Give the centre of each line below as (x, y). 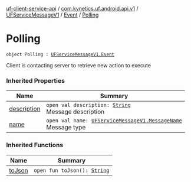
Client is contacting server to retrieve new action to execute (79, 65)
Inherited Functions (35, 145)
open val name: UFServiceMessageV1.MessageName (114, 121)
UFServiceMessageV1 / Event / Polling (52, 15)
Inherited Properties (35, 80)
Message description (75, 112)
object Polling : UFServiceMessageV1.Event (60, 54)
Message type (66, 128)
